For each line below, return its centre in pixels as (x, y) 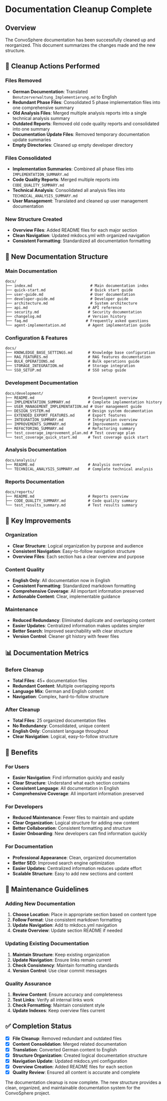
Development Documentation (42, 383)
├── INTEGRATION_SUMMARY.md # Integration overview (71, 420)
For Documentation (29, 846)
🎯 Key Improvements (38, 521)
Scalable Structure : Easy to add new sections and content (73, 873)
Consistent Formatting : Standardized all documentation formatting (81, 241)
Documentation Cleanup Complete (79, 9)
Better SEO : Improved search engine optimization (63, 863)
